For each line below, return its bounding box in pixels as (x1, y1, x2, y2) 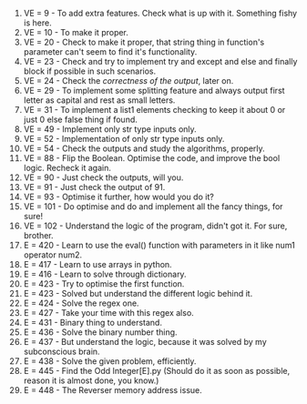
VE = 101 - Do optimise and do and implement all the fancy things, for (23, 201, 283, 212)
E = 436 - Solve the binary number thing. (23, 327, 178, 338)
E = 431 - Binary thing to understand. (23, 318, 163, 328)
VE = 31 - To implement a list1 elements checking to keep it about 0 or (23, 105, 286, 115)
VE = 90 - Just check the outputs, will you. (23, 172, 184, 183)
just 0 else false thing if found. (23, 114, 138, 125)
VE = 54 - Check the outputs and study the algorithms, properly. (23, 143, 265, 154)
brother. (23, 230, 54, 240)
